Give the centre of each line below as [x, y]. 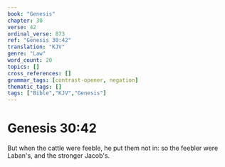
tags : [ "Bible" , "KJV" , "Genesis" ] [57, 93]
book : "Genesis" [31, 14]
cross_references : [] [40, 73]
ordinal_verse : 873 [36, 34]
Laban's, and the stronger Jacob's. [59, 156]
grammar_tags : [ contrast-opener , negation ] [73, 80]
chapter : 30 [25, 21]
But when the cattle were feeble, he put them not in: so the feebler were [113, 148]
